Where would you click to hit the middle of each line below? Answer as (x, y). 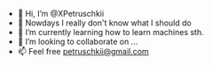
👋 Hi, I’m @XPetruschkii (61, 14)
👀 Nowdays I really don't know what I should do (105, 23)
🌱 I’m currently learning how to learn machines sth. (110, 32)
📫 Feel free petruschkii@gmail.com (83, 51)
